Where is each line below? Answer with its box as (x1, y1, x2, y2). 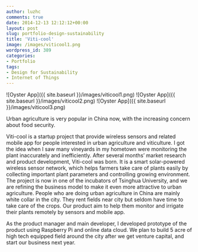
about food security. (6, 122, 56, 129)
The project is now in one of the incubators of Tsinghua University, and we (6, 177, 188, 184)
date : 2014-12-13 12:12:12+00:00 (6, 20, 89, 25)
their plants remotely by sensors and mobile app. (6, 209, 125, 216)
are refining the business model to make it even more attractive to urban (6, 183, 182, 190)
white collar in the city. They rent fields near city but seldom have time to (6, 196, 183, 203)
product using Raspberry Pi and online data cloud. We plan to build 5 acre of (6, 227, 192, 234)
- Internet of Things (6, 75, 60, 81)
